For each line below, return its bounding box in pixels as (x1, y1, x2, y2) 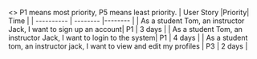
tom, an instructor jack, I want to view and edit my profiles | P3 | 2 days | (8, 41, 248, 51)
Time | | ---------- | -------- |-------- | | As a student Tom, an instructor (8, 16, 245, 26)
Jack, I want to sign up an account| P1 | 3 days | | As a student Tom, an (8, 25, 243, 33)
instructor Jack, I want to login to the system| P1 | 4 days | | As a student (8, 33, 248, 42)
